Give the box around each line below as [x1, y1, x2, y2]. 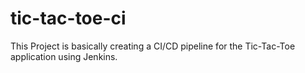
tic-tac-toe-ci [10, 7, 127, 30]
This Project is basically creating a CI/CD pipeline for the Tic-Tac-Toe [10, 40, 296, 52]
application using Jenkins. [10, 50, 118, 62]
